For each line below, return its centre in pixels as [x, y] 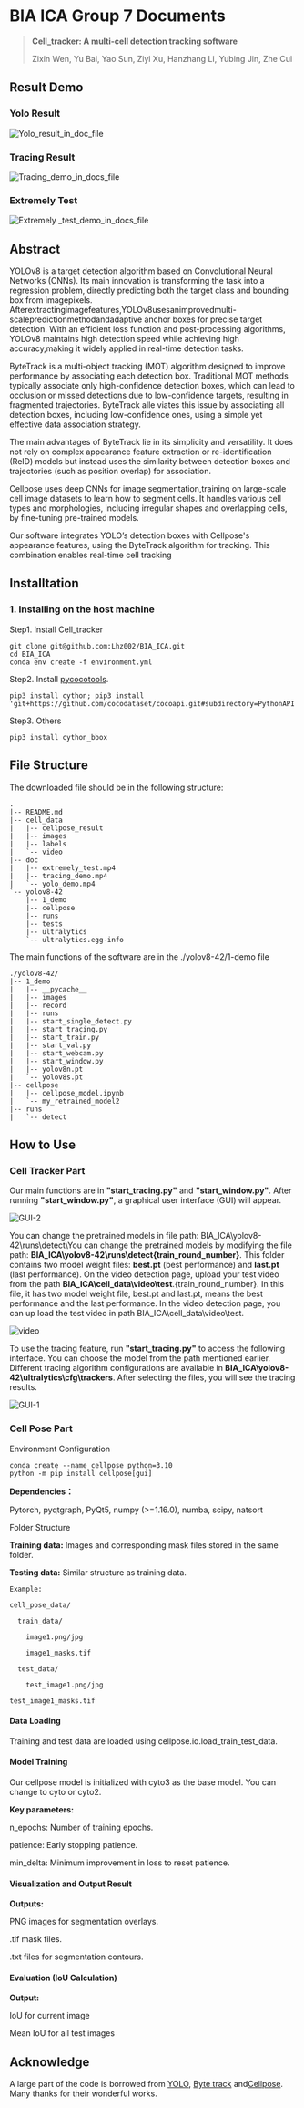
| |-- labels [38, 844]
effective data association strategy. [75, 424]
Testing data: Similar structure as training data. [98, 1572]
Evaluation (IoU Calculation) [64, 1978]
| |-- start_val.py [51, 1045]
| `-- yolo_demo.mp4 [52, 884]
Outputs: [26, 1904]
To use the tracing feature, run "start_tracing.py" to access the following [147, 1349]
